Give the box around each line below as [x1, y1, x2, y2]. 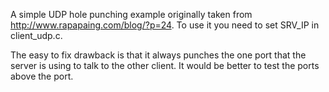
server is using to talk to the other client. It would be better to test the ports [10, 60, 320, 71]
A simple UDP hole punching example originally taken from [10, 9, 253, 20]
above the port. [10, 70, 74, 82]
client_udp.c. [10, 30, 63, 41]
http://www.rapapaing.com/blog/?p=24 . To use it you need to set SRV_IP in [10, 19, 320, 31]
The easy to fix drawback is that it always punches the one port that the [10, 49, 307, 61]
